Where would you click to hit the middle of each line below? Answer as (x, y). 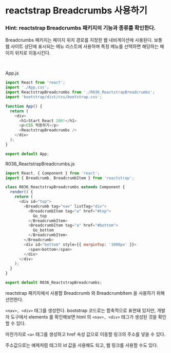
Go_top (40, 216)
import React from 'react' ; (35, 83)
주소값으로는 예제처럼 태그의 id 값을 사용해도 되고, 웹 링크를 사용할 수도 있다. (82, 345)
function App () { (24, 106)
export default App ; (27, 154)
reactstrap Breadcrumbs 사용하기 (76, 11)
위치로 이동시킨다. (33, 53)
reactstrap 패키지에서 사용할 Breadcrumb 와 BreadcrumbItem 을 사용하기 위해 (85, 293)
